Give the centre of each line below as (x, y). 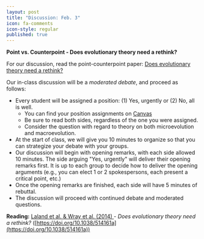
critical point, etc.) (38, 178)
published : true (27, 35)
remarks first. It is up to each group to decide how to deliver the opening (106, 166)
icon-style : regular (33, 29)
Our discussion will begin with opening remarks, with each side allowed (105, 153)
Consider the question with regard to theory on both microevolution (109, 127)
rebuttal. (26, 192)
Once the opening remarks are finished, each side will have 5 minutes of (106, 185)
